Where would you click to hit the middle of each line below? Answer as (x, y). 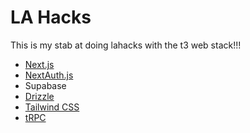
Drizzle (39, 96)
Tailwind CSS (52, 107)
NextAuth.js (49, 75)
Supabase (45, 85)
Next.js (39, 64)
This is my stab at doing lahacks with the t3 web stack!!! (126, 45)
